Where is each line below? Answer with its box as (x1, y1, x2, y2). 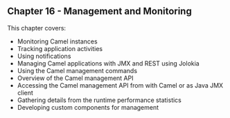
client (17, 88, 33, 97)
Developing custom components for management (17, 103, 159, 111)
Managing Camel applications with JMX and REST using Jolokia (17, 59, 200, 68)
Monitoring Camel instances (17, 37, 98, 46)
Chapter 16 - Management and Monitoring (7, 6, 192, 17)
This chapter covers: (7, 23, 67, 32)
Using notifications (17, 52, 71, 60)
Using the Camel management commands (17, 66, 137, 75)
